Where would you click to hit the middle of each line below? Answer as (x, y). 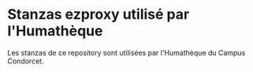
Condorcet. (26, 61)
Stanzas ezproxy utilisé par (99, 14)
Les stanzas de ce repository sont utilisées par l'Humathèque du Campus (126, 52)
